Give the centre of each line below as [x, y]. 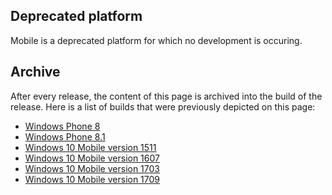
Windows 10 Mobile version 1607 [92, 158]
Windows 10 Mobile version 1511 [90, 147]
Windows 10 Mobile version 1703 [92, 168]
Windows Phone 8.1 [65, 136]
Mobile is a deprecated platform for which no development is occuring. [156, 40]
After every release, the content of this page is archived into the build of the [166, 96]
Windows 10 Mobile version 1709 [92, 179]
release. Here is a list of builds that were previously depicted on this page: [163, 106]
